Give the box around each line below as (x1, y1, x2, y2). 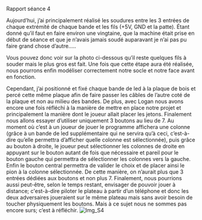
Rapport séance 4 (6, 5, 51, 12)
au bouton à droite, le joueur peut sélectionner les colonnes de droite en (6, 143, 185, 149)
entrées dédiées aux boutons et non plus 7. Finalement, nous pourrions (6, 175, 182, 181)
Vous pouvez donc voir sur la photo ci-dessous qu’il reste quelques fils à (6, 54, 187, 61)
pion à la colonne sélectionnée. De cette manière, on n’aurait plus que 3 (6, 168, 184, 175)
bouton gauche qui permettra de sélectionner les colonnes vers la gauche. (6, 156, 191, 162)
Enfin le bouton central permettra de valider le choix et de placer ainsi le (6, 162, 185, 169)
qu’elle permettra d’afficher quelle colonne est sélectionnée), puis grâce (17, 136, 195, 143)
